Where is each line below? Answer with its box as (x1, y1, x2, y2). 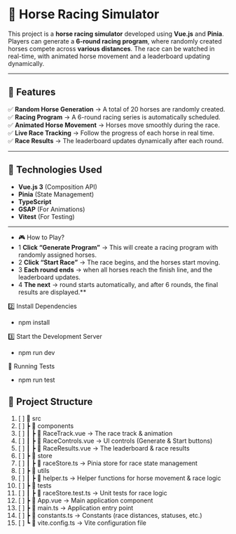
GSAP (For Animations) (18, 205, 85, 213)
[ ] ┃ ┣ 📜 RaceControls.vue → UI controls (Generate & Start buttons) (18, 436, 213, 445)
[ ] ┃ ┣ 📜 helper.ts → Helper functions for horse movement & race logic (18, 474, 221, 483)
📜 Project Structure (8, 396, 93, 408)
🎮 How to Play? (18, 233, 65, 241)
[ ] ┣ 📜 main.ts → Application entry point (18, 504, 134, 512)
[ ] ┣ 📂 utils (18, 467, 50, 475)
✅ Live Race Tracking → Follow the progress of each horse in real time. (8, 128, 215, 137)
